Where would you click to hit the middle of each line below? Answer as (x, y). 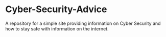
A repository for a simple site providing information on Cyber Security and (83, 23)
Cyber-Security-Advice (56, 9)
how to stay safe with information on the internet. (57, 28)
